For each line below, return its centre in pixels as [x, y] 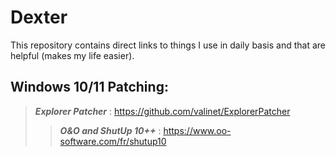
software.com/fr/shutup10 [113, 141]
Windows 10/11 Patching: [89, 87]
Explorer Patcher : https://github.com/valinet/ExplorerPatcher [162, 111]
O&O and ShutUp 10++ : [110, 130]
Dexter [39, 17]
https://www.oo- [197, 130]
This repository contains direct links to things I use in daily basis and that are [168, 45]
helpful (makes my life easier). [72, 55]
